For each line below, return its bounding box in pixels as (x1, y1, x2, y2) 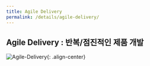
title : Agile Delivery (6, 8, 62, 15)
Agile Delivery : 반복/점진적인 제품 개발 (6, 37, 144, 47)
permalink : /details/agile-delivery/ (6, 14, 100, 20)
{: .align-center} (46, 54, 86, 61)
